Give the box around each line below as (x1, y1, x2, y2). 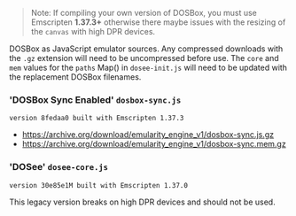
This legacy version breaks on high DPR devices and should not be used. (9, 197, 277, 207)
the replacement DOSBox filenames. (9, 72, 142, 82)
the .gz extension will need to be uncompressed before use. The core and (9, 53, 279, 63)
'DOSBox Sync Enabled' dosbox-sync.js (9, 93, 182, 105)
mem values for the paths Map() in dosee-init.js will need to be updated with (9, 62, 288, 73)
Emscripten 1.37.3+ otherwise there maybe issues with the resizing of (30, 17, 286, 27)
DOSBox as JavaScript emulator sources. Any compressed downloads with (9, 43, 284, 54)
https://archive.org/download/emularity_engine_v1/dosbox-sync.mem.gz (21, 139, 286, 150)
